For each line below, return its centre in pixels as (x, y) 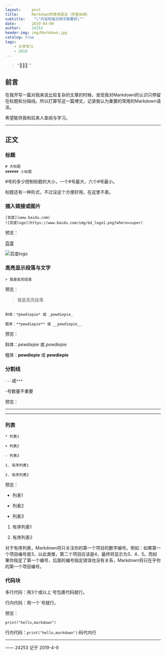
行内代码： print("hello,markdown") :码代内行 (51, 633)
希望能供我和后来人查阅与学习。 (38, 118)
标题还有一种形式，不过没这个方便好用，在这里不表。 (59, 192)
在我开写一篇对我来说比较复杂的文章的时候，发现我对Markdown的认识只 (79, 95)
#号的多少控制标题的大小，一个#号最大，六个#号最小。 (61, 182)
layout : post (23, 10)
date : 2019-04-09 (30, 24)
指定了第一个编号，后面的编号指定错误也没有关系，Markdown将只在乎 (85, 560)
